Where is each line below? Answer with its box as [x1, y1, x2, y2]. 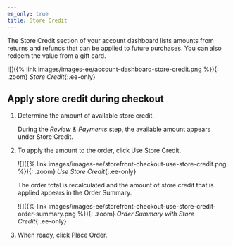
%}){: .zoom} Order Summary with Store [77, 209, 195, 219]
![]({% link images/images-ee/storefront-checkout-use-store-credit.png [17, 160, 227, 168]
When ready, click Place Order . [17, 230, 108, 240]
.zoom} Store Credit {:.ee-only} [7, 72, 96, 81]
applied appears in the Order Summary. [17, 188, 132, 197]
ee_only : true [7, 10, 49, 18]
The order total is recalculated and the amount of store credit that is [17, 181, 214, 190]
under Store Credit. [17, 133, 74, 141]
